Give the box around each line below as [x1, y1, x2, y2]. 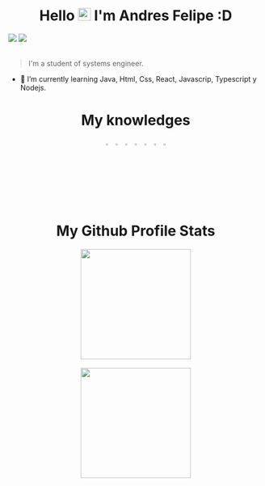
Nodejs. [19, 82, 47, 92]
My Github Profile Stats [56, 222, 216, 240]
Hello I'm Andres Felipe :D [39, 6, 233, 25]
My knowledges [80, 112, 191, 129]
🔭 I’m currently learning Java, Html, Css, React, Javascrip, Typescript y [19, 74, 257, 83]
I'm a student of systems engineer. [27, 58, 144, 68]
